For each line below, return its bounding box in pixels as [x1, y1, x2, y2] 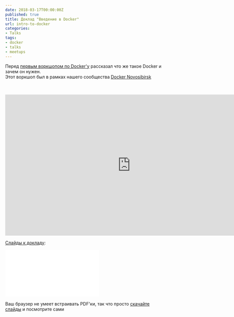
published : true [5, 12, 39, 17]
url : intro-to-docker [5, 21, 50, 27]
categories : [5, 26, 30, 31]
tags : [5, 36, 16, 41]
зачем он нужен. [5, 68, 41, 74]
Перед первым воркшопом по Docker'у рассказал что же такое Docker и [5, 63, 161, 69]
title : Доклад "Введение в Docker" [5, 17, 79, 22]
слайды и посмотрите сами [5, 306, 64, 312]
